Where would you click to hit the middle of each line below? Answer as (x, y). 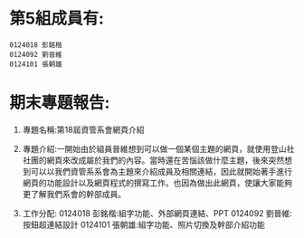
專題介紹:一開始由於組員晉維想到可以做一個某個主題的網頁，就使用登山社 (158, 148)
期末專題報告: (60, 103)
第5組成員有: (57, 19)
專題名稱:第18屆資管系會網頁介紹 (83, 129)
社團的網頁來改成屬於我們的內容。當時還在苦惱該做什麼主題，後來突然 (153, 160)
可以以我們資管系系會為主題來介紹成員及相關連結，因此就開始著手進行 (161, 171)
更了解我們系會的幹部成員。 (74, 194)
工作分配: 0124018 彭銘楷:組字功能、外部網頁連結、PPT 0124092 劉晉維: (157, 213)
